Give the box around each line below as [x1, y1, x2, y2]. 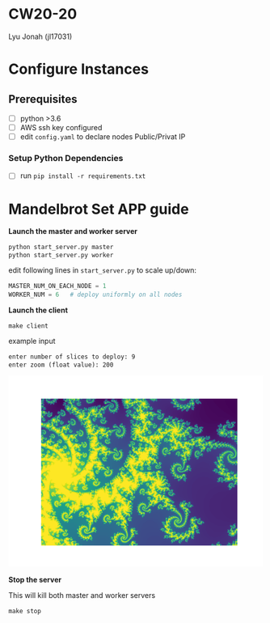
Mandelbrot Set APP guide [8, 200, 189, 218]
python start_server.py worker [8, 252, 114, 260]
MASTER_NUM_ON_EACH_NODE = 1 [8, 282, 107, 290]
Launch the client [8, 305, 69, 316]
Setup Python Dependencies [8, 153, 124, 164]
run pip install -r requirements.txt [19, 171, 146, 180]
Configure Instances [8, 60, 150, 78]
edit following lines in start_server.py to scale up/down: [8, 265, 196, 275]
